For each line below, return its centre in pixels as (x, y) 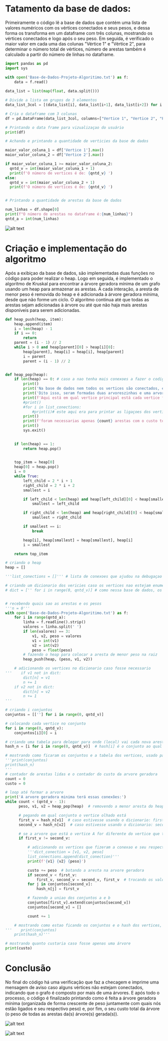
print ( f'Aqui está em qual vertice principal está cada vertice (91, 398)
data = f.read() (31, 82)
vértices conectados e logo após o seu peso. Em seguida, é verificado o (79, 38)
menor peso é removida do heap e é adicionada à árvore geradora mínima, (82, 294)
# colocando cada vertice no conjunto (45, 723)
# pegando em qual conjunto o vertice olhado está (72, 815)
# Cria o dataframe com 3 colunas (41, 114)
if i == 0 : (25, 333)
